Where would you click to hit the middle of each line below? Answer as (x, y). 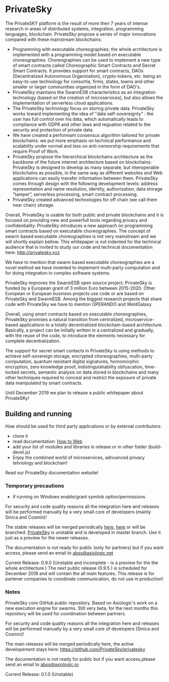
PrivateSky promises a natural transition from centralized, (65, 319)
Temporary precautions (35, 485)
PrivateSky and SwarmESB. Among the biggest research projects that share (84, 299)
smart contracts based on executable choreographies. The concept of (78, 231)
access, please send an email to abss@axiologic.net (59, 553)
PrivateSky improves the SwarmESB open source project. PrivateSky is (79, 283)
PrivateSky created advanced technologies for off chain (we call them (85, 199)
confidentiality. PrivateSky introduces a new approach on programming (79, 225)
